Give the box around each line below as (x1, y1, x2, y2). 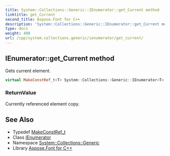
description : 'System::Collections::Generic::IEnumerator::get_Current (5, 21, 159, 27)
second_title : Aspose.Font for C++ (5, 17, 80, 22)
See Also (5, 116, 34, 124)
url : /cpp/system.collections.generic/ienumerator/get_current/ (5, 36, 144, 41)
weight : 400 (5, 31, 30, 36)
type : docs (5, 26, 28, 31)
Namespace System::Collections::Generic (12, 139, 100, 145)
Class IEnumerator (12, 134, 52, 140)
